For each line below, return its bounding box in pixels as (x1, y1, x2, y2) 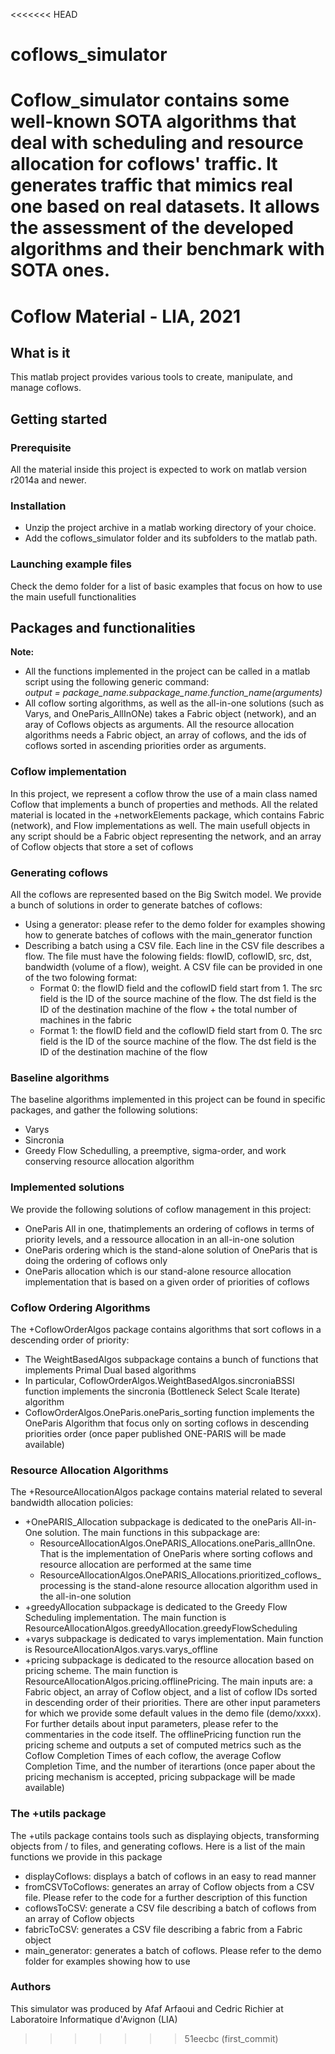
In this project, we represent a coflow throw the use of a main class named (10, 787, 318, 799)
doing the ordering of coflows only (24, 1254, 168, 1266)
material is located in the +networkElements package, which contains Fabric (10, 809, 325, 821)
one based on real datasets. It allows (10, 195, 320, 218)
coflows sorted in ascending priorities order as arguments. (24, 740, 267, 752)
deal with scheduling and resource (10, 132, 304, 154)
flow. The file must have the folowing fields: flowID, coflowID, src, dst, (24, 950, 312, 963)
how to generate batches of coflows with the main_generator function (24, 929, 313, 941)
